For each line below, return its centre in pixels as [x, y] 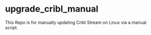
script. [12, 27]
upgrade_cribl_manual [52, 9]
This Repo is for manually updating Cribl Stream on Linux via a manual [76, 22]
